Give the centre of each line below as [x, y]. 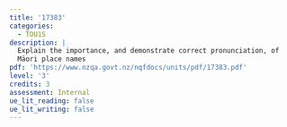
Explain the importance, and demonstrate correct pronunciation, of [148, 51]
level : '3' [30, 76]
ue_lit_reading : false [52, 101]
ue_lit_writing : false [52, 109]
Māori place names [52, 59]
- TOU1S [32, 34]
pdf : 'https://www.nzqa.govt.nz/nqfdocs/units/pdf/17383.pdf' [128, 68]
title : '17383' [38, 17]
